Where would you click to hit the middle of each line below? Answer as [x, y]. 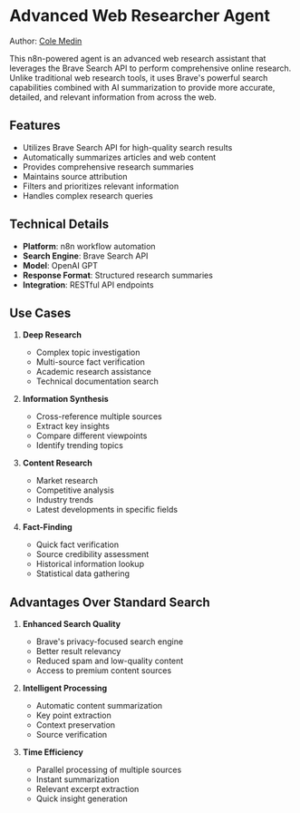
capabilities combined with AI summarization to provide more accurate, [142, 87]
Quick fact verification [77, 544]
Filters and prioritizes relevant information [101, 186]
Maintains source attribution [75, 176]
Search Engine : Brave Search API [85, 256]
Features [35, 126]
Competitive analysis [75, 490]
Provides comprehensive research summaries [108, 167]
